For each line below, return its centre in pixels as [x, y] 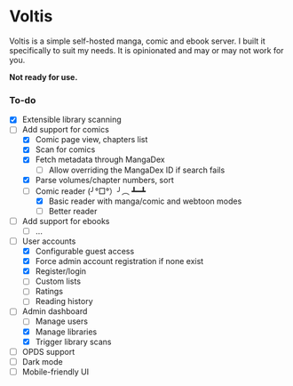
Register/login [61, 271]
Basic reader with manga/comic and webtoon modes [145, 201]
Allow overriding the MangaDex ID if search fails [137, 170]
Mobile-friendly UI [55, 372]
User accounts [49, 241]
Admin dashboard [55, 311]
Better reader [73, 211]
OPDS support [48, 351]
